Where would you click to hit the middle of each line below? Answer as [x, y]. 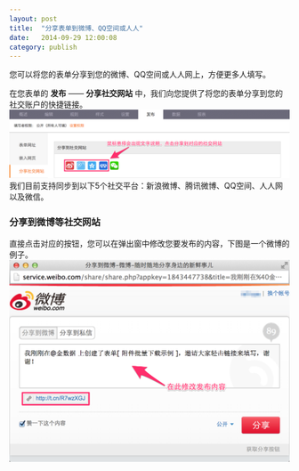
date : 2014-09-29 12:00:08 [63, 37]
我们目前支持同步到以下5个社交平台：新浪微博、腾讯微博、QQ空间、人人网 [146, 186]
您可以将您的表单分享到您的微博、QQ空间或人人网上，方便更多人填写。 [140, 75]
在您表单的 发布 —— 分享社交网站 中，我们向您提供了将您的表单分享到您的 [146, 93]
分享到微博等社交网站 [55, 223]
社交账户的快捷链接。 [48, 105]
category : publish [43, 47]
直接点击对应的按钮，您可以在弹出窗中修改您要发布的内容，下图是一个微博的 [149, 243]
